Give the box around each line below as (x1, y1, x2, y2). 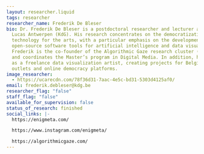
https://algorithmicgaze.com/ (12, 138, 88, 145)
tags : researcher (6, 15, 50, 21)
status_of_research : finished (6, 105, 83, 111)
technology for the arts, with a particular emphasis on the (12, 37, 170, 43)
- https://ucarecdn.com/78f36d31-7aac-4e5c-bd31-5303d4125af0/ (12, 77, 175, 83)
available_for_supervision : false (6, 99, 94, 105)
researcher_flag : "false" (6, 88, 72, 94)
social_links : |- (6, 111, 50, 117)
